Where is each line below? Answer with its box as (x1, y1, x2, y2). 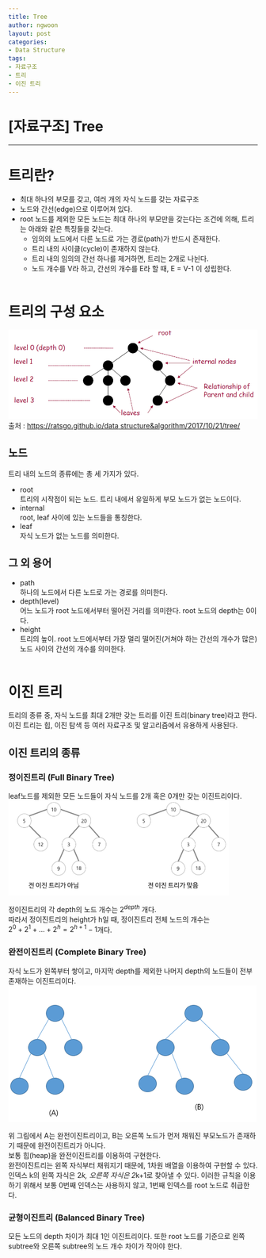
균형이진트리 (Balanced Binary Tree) (8, 1212, 145, 1223)
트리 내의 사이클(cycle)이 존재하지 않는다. (31, 244, 160, 253)
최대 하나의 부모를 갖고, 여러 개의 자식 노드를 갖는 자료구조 (19, 194, 199, 204)
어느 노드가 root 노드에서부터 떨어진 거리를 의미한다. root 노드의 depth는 (19, 605, 245, 615)
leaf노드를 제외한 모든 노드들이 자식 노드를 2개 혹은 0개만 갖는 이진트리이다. (8, 792, 242, 801)
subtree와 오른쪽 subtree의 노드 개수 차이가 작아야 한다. (8, 1241, 182, 1251)
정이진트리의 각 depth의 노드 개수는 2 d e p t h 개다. (8, 903, 157, 914)
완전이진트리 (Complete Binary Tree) (8, 946, 146, 957)
